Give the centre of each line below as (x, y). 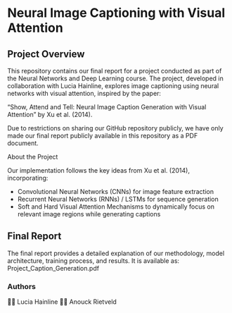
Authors (22, 286)
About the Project (33, 157)
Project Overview (46, 54)
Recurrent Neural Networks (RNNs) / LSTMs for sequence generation (118, 199)
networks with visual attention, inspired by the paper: (84, 93)
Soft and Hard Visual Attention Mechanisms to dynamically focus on (116, 207)
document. (23, 143)
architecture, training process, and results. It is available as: (94, 260)
